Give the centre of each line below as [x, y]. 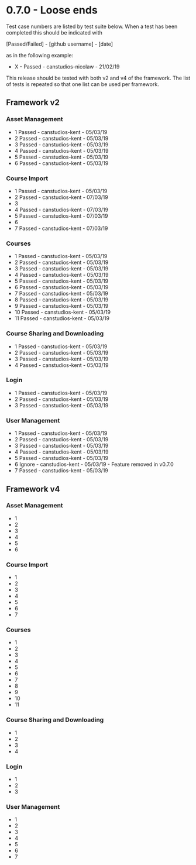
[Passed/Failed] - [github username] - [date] [59, 44]
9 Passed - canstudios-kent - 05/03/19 [61, 306]
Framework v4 [33, 489]
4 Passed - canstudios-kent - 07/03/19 [61, 210]
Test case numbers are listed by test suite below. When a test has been [92, 26]
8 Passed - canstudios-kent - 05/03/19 [61, 300]
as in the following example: [40, 55]
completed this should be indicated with [54, 32]
